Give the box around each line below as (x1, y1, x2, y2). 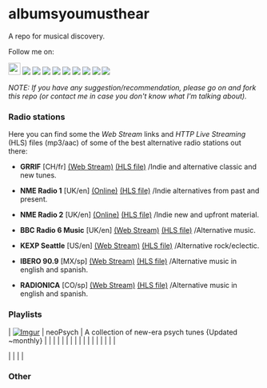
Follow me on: (8, 46, 54, 56)
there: (8, 146, 28, 156)
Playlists (8, 309, 42, 320)
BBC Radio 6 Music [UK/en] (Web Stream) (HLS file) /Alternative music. (19, 226, 256, 235)
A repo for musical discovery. (8, 31, 106, 41)
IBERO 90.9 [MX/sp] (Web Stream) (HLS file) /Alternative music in (19, 257, 237, 266)
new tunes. (19, 170, 58, 180)
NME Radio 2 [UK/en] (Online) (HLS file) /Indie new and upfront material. (19, 210, 260, 220)
